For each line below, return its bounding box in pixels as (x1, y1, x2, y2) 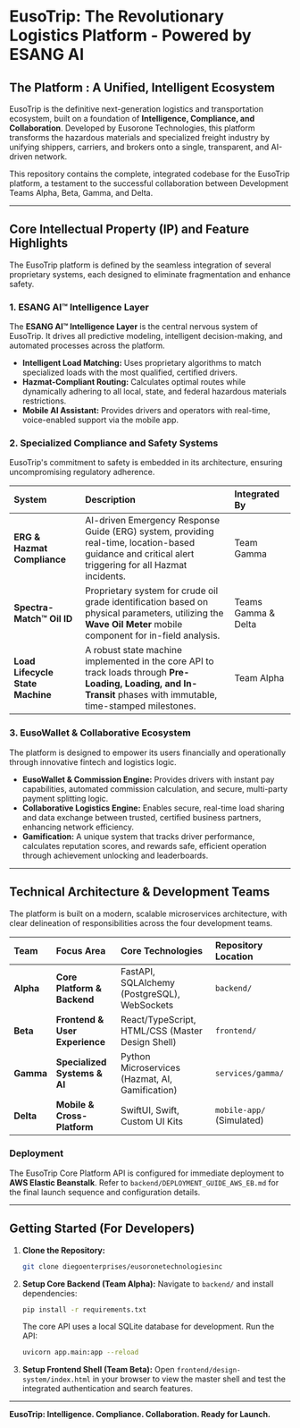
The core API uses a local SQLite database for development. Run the (21, 1322, 275, 1332)
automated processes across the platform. (9, 340, 165, 351)
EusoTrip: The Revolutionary (9, 6, 225, 27)
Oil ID (48, 613, 73, 625)
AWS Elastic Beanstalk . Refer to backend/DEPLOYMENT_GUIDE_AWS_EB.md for (9, 1177, 279, 1187)
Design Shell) (120, 1035, 177, 1048)
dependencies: (21, 1288, 78, 1298)
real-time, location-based (84, 537, 195, 549)
